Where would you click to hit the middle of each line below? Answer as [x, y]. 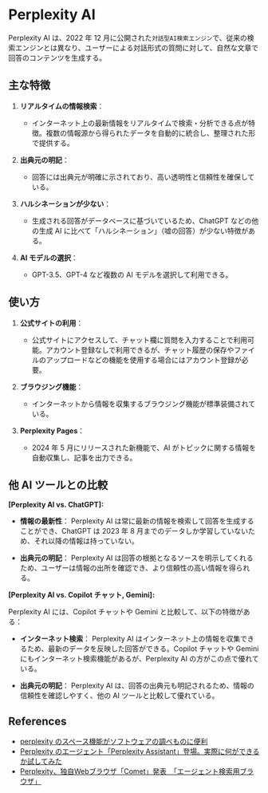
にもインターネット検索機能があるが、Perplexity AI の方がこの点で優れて [139, 659]
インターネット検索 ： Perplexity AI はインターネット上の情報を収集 [130, 639]
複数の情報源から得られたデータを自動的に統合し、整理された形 [151, 132]
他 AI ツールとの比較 [58, 485]
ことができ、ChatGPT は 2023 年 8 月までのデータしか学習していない [134, 531]
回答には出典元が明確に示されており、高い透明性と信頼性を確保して [143, 176]
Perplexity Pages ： [52, 430]
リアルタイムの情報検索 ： [62, 106]
